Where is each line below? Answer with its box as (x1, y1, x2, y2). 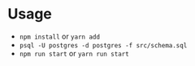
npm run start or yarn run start (19, 48, 129, 58)
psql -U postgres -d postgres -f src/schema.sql (19, 41, 188, 49)
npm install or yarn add (19, 31, 101, 41)
